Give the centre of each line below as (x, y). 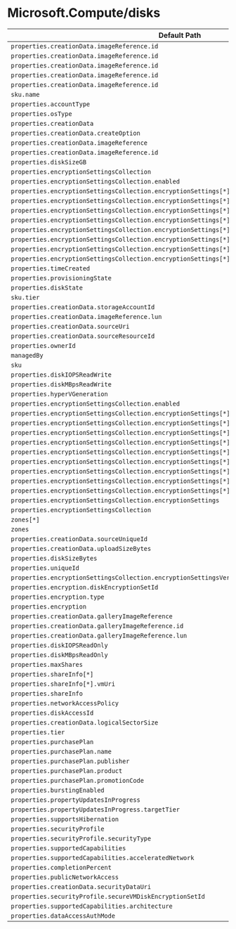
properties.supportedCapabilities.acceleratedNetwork (103, 858)
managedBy (27, 355)
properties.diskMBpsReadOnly (59, 655)
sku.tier (25, 297)
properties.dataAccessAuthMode (63, 916)
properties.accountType (51, 104)
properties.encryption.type (58, 597)
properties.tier (38, 732)
